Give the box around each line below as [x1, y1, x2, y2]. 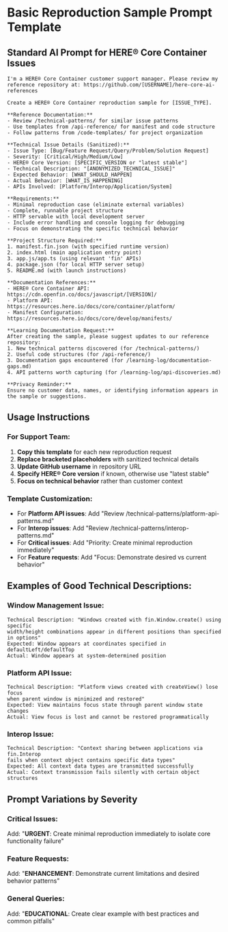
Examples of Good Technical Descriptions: [7, 580, 193, 592]
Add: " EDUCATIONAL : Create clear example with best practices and [7, 909, 199, 918]
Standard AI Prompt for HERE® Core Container [7, 47, 208, 58]
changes [7, 707, 29, 714]
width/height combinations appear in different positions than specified [7, 628, 222, 635]
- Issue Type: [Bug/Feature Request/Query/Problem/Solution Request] [7, 147, 210, 154]
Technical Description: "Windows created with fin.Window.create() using [7, 616, 222, 623]
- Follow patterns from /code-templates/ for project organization [7, 129, 203, 136]
